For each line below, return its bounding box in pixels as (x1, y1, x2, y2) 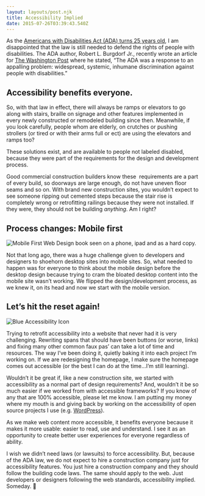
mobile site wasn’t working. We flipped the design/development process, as (6, 277, 197, 285)
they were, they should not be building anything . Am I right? (6, 206, 157, 213)
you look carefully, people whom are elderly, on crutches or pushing (6, 123, 178, 130)
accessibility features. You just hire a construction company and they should (6, 463, 198, 470)
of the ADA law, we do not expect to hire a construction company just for (6, 456, 189, 464)
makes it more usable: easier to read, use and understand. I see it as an (6, 425, 186, 432)
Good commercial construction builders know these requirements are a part (6, 173, 198, 181)
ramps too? (6, 136, 35, 144)
